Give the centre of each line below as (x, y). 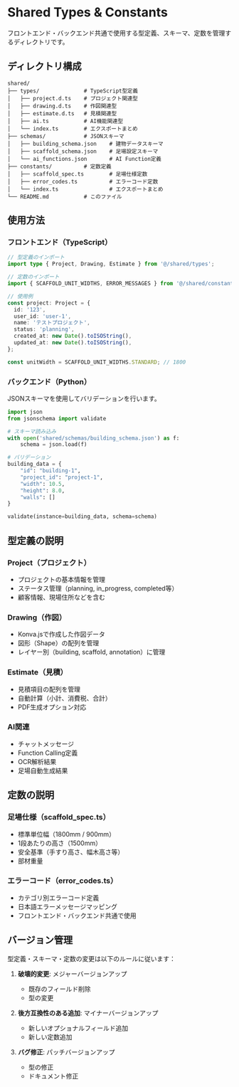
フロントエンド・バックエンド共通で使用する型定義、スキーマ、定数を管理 (116, 33)
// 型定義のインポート (36, 258)
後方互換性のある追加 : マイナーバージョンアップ (88, 1013)
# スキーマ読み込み (32, 431)
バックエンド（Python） (49, 381)
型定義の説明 (36, 540)
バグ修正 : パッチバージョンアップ (66, 1052)
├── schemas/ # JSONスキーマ (66, 136)
